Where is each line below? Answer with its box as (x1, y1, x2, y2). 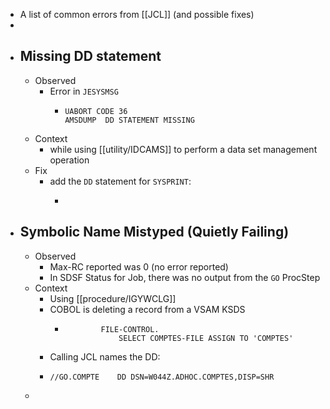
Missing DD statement (19, 48, 162, 65)
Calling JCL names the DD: (49, 350, 161, 363)
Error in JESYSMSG (49, 85, 119, 97)
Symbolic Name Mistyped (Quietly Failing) (19, 224, 290, 241)
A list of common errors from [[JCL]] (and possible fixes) (19, 9, 255, 20)
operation (49, 154, 90, 166)
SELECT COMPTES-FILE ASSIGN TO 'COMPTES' (118, 333, 294, 343)
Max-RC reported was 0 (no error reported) (49, 260, 229, 273)
